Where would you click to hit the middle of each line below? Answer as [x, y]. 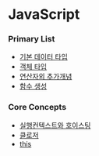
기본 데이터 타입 [43, 57]
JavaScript [44, 15]
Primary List [32, 39]
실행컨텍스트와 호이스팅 [55, 125]
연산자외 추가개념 [46, 77]
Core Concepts [37, 107]
